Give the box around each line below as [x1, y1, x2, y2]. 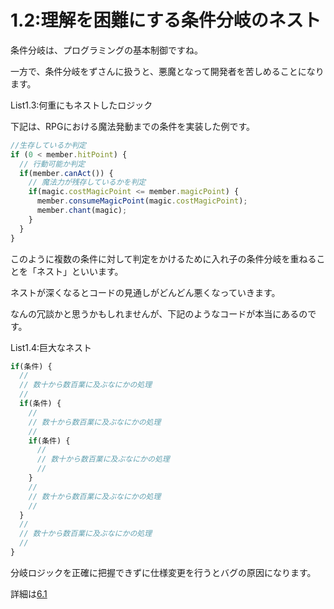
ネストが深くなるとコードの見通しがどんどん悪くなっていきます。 [10, 286, 281, 298]
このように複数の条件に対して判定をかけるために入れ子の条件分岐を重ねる [10, 252, 317, 265]
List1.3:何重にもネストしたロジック [10, 99, 153, 111]
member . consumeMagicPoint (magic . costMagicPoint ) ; [36, 196, 248, 206]
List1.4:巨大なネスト [10, 341, 93, 353]
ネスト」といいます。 [36, 265, 124, 277]
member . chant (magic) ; [36, 206, 128, 216]
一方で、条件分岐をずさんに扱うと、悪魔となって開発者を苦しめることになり [10, 65, 325, 77]
